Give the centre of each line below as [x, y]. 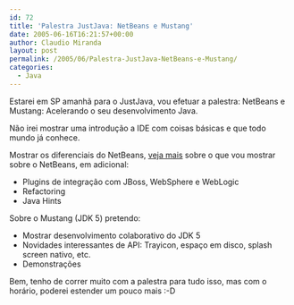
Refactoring [44, 191]
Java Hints [42, 200]
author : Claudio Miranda [55, 42]
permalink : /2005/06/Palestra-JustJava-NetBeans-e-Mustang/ [124, 59]
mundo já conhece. [45, 137]
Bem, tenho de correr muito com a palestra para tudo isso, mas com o [138, 281]
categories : [31, 68]
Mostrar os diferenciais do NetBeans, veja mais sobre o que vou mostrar [143, 155]
